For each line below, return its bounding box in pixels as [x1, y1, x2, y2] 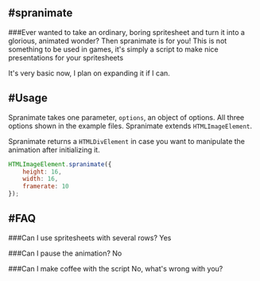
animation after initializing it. [8, 145, 101, 154]
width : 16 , [22, 175, 59, 183]
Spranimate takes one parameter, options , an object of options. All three [8, 112, 245, 122]
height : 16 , [22, 167, 62, 176]
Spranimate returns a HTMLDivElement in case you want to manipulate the [8, 136, 245, 146]
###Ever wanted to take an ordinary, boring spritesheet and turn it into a [8, 27, 245, 37]
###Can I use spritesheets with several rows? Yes [8, 232, 172, 242]
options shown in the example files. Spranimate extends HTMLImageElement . [8, 121, 253, 131]
